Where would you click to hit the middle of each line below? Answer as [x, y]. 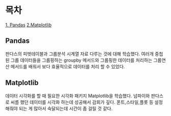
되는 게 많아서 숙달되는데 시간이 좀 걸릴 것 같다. [66, 108]
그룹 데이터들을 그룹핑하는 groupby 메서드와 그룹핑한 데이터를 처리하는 [81, 60]
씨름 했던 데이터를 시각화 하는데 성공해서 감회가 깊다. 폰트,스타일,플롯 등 [82, 102]
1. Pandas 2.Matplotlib [29, 25]
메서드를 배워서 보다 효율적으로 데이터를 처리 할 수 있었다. [68, 66]
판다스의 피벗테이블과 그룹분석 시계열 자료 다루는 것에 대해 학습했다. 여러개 [80, 53]
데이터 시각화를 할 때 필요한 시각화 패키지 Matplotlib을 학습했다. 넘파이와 [78, 96]
